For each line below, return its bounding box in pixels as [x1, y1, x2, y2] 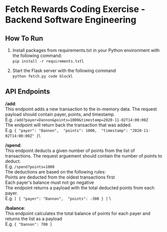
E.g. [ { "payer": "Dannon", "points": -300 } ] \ [5, 195, 111, 201]
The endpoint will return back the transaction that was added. [5, 121, 132, 128]
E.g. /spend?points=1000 [5, 163, 55, 169]
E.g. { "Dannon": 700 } [5, 221, 52, 227]
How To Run [5, 34, 43, 42]
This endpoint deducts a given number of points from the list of [5, 147, 135, 153]
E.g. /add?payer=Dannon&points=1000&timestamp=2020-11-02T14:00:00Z [5, 116, 149, 122]
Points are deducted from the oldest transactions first [5, 174, 115, 180]
